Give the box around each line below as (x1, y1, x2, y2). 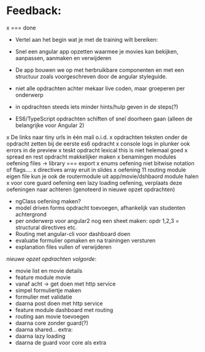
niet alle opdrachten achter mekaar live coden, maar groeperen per (15, 84, 185, 92)
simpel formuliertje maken (15, 286, 82, 294)
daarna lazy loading (15, 332, 66, 340)
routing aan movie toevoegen (15, 313, 90, 320)
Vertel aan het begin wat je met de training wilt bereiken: (15, 36, 158, 43)
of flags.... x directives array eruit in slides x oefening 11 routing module (6, 166, 186, 173)
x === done (6, 24, 36, 31)
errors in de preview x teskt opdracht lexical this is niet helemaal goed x (6, 146, 188, 154)
